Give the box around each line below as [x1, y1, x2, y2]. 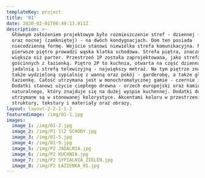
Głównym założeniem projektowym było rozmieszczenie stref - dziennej [12, 32, 195, 38]
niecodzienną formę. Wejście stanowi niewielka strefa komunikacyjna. [12, 43, 195, 50]
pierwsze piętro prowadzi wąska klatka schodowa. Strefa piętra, [12, 49, 182, 55]
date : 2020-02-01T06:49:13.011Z [6, 20, 88, 26]
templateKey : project [6, 9, 62, 15]
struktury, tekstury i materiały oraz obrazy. [12, 100, 132, 106]
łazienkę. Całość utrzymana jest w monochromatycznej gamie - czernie [12, 77, 195, 83]
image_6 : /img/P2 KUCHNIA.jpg [12, 151, 88, 157]
